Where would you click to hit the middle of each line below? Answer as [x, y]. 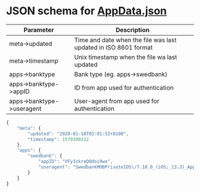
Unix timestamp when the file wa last [126, 57]
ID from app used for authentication [124, 88]
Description [133, 30]
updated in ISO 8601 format [113, 47]
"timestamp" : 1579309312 [58, 139]
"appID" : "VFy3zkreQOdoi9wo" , [75, 162]
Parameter [39, 30]
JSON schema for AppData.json [87, 11]
